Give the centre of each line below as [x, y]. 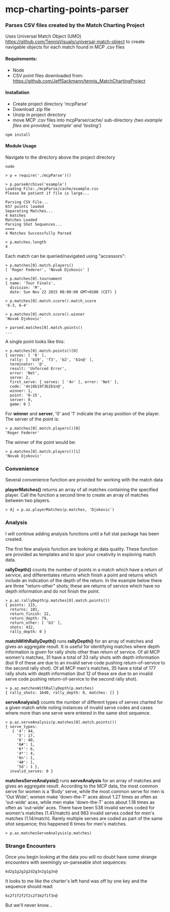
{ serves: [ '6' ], [26, 355]
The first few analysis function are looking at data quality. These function [82, 549]
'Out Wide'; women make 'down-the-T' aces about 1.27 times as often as [81, 797]
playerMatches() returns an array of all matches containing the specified [82, 490]
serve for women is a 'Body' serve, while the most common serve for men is [85, 791]
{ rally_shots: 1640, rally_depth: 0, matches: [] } [62, 692]
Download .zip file [31, 109]
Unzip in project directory [39, 114]
